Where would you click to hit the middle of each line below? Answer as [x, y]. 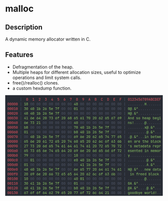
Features [19, 55]
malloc [19, 9]
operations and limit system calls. [47, 77]
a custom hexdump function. [42, 88]
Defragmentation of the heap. [43, 67]
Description [24, 27]
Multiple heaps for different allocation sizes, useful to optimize [76, 72]
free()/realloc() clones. [35, 82]
